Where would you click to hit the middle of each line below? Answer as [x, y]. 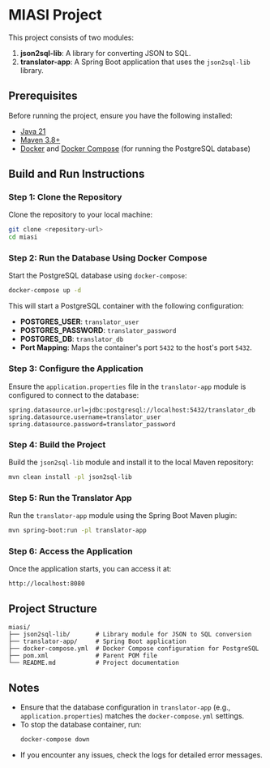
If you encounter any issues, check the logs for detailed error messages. [141, 755]
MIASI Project [56, 15]
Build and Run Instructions [77, 174]
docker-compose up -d [45, 291]
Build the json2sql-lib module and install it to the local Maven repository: [131, 462]
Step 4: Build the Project [57, 444]
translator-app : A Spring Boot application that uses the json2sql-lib [135, 62]
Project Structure [53, 608]
